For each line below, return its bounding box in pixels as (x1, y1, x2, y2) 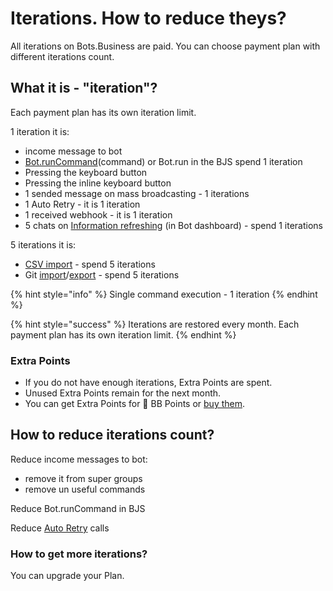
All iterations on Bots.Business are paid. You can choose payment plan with (10, 40, 321, 52)
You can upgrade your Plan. (10, 570, 125, 582)
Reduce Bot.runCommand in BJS (10, 502, 146, 514)
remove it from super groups (24, 472, 143, 484)
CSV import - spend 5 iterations (24, 258, 156, 270)
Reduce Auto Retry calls (10, 522, 110, 534)
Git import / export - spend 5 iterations (24, 268, 180, 281)
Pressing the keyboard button (24, 166, 148, 178)
